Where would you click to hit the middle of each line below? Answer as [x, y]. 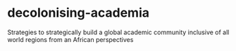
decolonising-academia [79, 13]
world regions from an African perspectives [70, 39]
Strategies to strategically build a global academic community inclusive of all [118, 32]
